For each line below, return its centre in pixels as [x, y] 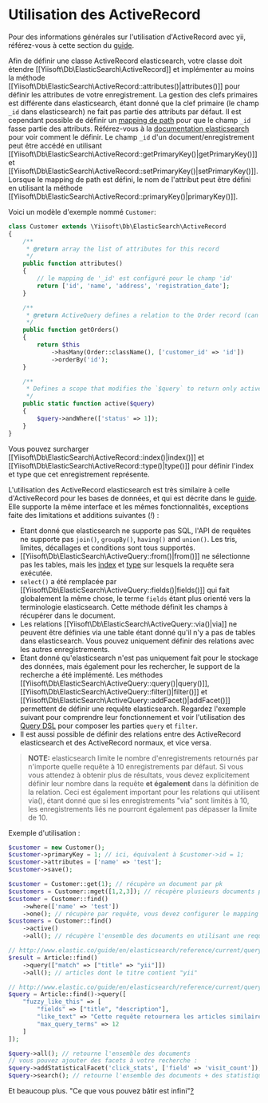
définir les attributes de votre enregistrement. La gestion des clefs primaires [133, 94]
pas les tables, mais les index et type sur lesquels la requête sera [127, 564]
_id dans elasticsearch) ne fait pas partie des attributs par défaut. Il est [125, 111]
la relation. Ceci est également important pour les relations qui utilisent [144, 792]
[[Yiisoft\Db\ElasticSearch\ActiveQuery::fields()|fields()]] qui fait [124, 590]
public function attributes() [73, 264]
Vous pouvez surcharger [49, 449]
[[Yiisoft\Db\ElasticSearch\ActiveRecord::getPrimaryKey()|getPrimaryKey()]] [133, 154]
